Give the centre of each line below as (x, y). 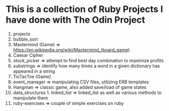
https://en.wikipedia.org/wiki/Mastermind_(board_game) (71, 50)
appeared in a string (34, 71)
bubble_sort (25, 39)
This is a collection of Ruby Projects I (84, 9)
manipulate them (31, 98)
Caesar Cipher (28, 55)
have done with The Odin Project (75, 20)
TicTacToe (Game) (32, 76)
